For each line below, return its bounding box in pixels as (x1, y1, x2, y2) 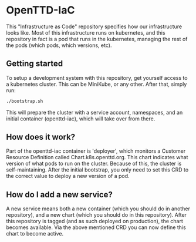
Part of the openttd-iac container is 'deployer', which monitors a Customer (6, 147, 186, 154)
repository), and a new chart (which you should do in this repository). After (6, 211, 187, 219)
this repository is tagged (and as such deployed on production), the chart (6, 218, 183, 225)
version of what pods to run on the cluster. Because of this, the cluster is (6, 160, 182, 167)
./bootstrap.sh (6, 98, 43, 104)
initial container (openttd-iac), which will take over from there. (6, 115, 156, 122)
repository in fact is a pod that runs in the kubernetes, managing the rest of (6, 35, 188, 42)
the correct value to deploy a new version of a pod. (6, 173, 130, 180)
